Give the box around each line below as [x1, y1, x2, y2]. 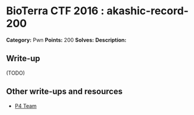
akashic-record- [106, 4, 189, 18]
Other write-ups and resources [6, 87, 123, 97]
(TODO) [6, 69, 25, 76]
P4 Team [14, 102, 37, 109]
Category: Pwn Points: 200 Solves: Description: [6, 36, 127, 43]
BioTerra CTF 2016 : [6, 4, 105, 18]
